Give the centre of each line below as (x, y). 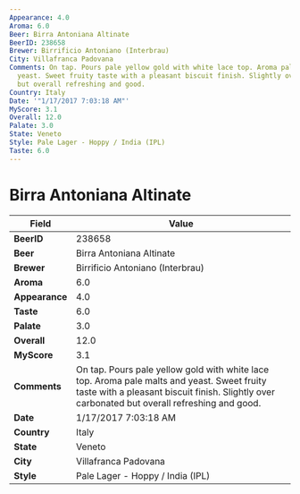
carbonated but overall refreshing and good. (168, 403)
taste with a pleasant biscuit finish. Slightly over (175, 392)
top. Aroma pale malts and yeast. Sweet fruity (171, 380)
